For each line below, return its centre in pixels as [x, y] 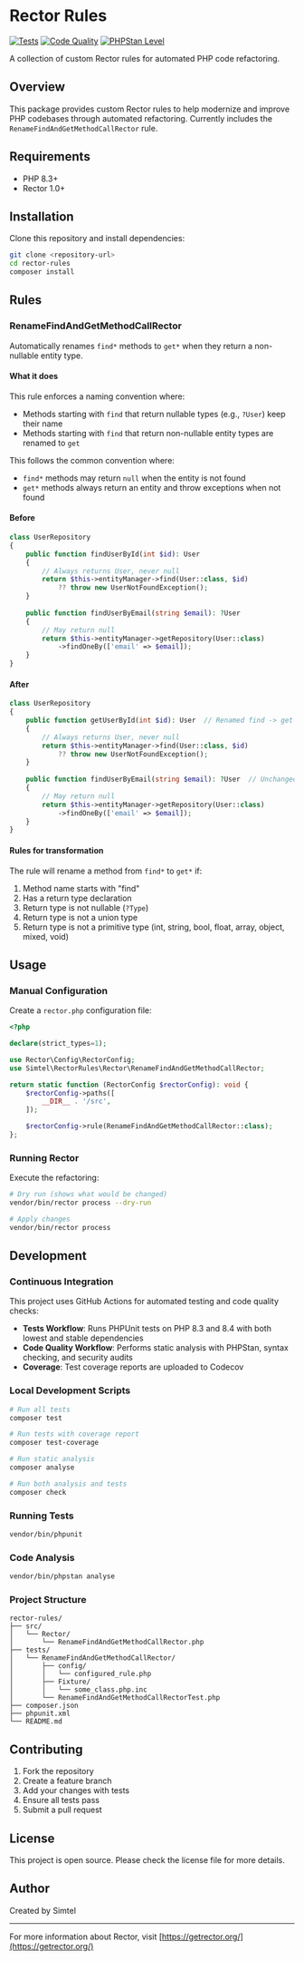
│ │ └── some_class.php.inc [78, 1690]
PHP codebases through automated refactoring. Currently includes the [141, 118]
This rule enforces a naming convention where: [97, 396]
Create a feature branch [67, 1781]
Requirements [50, 156]
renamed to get [51, 443]
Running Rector [44, 1157]
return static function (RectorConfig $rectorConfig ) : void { [129, 1085]
